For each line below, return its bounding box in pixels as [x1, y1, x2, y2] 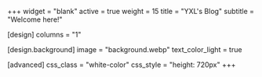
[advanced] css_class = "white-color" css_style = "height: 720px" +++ [7, 60, 236, 69]
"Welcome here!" [7, 15, 64, 24]
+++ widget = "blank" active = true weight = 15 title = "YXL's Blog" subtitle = [7, 7, 255, 16]
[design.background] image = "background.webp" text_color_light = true [7, 45, 242, 54]
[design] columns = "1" [7, 30, 82, 39]
